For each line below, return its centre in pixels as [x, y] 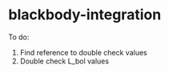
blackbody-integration [85, 15]
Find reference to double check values [83, 52]
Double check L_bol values [64, 61]
